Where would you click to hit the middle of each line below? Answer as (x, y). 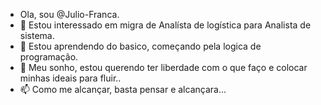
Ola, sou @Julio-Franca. (69, 14)
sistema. (37, 35)
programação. (49, 57)
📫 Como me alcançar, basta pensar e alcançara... (123, 89)
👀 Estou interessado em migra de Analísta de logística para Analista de (165, 25)
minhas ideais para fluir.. (70, 78)
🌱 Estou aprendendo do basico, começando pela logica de (140, 46)
